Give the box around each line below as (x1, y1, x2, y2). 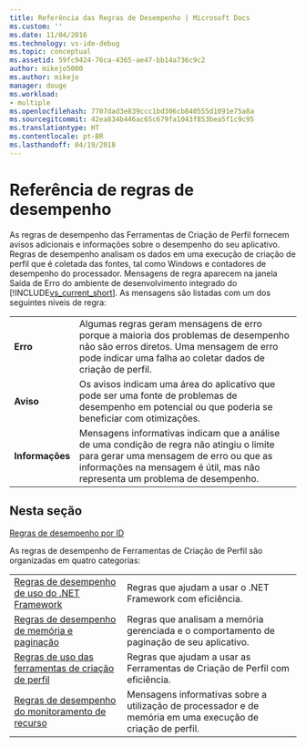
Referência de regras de (9, 179, 194, 200)
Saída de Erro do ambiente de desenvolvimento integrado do (9, 277, 238, 288)
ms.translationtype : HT (9, 124, 100, 133)
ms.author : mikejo (9, 73, 79, 82)
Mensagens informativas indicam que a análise (78, 426, 280, 439)
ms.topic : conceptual (9, 47, 92, 56)
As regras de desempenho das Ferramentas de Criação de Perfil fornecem (9, 229, 290, 240)
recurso (14, 716, 47, 729)
